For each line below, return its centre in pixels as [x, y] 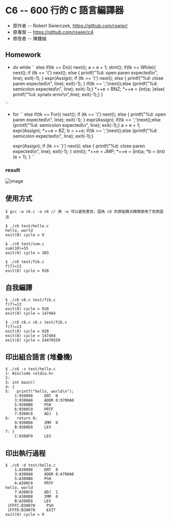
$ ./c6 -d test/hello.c [31, 465]
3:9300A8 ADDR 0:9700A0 [44, 400]
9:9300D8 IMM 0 [36, 423]
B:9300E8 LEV [33, 427]
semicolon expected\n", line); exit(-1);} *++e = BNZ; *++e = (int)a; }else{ [89, 89]
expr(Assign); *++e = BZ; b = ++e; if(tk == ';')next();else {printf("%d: [85, 130]
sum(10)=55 [17, 248]
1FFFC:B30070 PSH [30, 506]
